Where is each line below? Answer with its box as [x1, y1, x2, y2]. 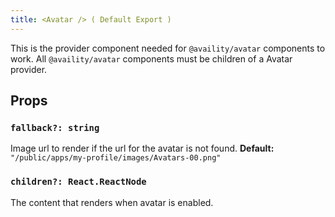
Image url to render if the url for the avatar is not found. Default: [10, 142, 275, 155]
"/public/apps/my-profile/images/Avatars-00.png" [10, 153, 222, 163]
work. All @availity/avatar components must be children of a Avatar [10, 52, 293, 65]
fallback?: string [10, 122, 100, 133]
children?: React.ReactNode [10, 176, 147, 188]
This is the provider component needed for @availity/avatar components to [10, 42, 326, 54]
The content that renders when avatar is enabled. [10, 196, 214, 208]
